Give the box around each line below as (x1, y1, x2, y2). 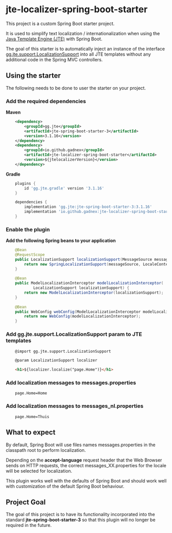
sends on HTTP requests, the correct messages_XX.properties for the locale (6, 462, 166, 468)
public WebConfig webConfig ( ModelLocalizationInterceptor (15, 309, 141, 314)
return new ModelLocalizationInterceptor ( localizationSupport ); (24, 290, 164, 296)
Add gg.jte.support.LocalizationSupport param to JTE (6, 331, 142, 338)
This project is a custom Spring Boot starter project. (6, 20, 115, 27)
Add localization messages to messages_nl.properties (6, 402, 143, 409)
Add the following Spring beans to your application (6, 237, 116, 244)
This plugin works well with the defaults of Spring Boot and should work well (6, 477, 167, 483)
